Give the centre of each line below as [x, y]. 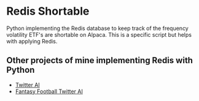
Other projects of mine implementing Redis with [100, 60]
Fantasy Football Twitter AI [49, 91]
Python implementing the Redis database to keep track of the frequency [97, 28]
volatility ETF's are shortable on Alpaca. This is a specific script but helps [99, 34]
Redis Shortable [48, 11]
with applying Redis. [32, 41]
